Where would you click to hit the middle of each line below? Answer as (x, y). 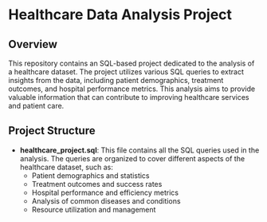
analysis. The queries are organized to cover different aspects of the (132, 158)
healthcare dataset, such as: (67, 167)
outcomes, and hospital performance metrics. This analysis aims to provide (132, 89)
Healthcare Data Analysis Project (120, 15)
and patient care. (36, 106)
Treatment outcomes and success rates (97, 184)
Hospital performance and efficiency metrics (105, 192)
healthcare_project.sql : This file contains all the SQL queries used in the (139, 150)
